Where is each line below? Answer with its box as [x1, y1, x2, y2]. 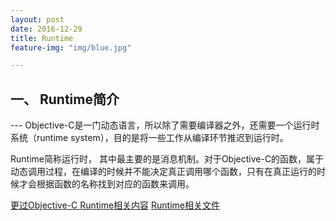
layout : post [10, 14, 65, 25]
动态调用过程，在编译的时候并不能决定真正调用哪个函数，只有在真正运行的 [10, 166, 317, 178]
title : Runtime [10, 33, 74, 43]
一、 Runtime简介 [10, 91, 120, 108]
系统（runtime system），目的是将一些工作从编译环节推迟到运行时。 [10, 132, 289, 144]
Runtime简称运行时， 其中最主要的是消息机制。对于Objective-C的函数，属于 [10, 153, 325, 165]
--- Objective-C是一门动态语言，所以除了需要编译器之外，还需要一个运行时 [10, 119, 320, 131]
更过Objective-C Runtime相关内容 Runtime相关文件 [10, 199, 221, 211]
